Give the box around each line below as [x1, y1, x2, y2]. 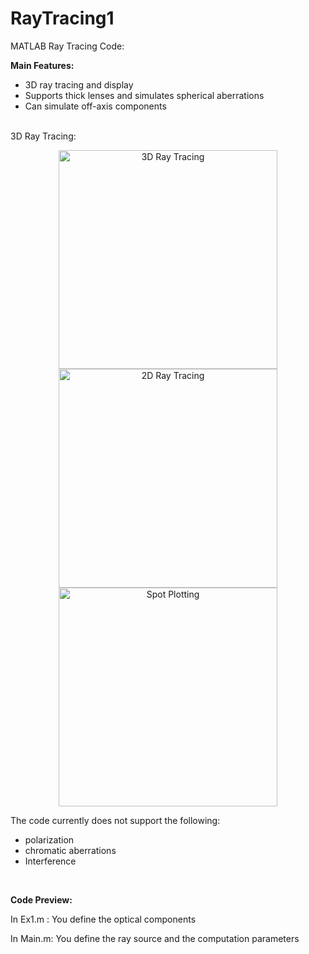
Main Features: [10, 59, 75, 71]
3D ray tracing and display [24, 78, 134, 91]
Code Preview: [10, 893, 73, 906]
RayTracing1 [10, 7, 115, 30]
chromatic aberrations [24, 844, 117, 856]
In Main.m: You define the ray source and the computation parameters [10, 932, 300, 944]
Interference [24, 855, 77, 867]
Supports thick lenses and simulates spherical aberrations [24, 89, 265, 101]
